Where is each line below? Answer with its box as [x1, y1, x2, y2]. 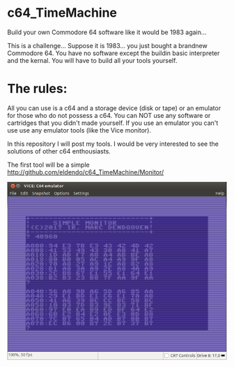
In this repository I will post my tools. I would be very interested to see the [7, 140, 219, 148]
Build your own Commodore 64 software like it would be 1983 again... [7, 28, 207, 36]
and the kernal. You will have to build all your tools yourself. [7, 56, 178, 64]
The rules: [7, 81, 68, 97]
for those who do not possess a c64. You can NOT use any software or [7, 111, 211, 119]
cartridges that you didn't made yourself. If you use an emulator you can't [7, 119, 219, 127]
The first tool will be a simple [7, 160, 90, 169]
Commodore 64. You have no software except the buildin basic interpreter [7, 49, 220, 57]
